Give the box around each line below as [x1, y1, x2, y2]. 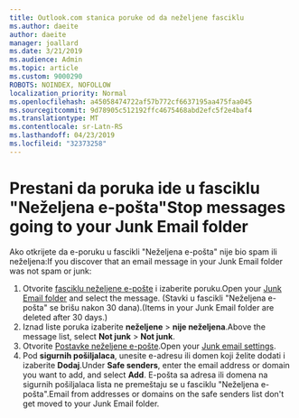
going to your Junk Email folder [9, 216, 248, 237]
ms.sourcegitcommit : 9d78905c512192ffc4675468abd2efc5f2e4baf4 [9, 106, 253, 115]
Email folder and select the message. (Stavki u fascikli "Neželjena [22, 293, 266, 303]
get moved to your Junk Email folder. [22, 398, 160, 409]
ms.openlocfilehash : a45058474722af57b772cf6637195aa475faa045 [9, 97, 253, 107]
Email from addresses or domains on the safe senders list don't [49, 388, 285, 399]
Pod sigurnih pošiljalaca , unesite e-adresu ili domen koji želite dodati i [22, 349, 286, 361]
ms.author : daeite [9, 22, 79, 31]
